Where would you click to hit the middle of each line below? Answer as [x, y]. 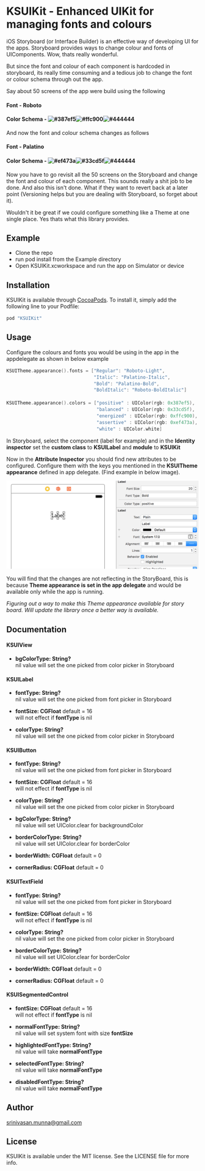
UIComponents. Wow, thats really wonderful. [63, 54]
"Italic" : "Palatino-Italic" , [132, 377]
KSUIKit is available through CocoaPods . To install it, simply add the [92, 300]
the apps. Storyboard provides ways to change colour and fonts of [90, 48]
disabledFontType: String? [49, 1082]
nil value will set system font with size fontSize [74, 1033]
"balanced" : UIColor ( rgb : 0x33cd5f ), [146, 410]
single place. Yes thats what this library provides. [68, 219]
